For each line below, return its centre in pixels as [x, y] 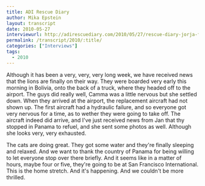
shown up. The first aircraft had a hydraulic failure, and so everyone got [96, 107]
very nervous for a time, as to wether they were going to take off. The [94, 113]
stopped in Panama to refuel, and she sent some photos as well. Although [99, 126]
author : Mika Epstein [34, 18]
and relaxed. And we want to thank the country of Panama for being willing [100, 151]
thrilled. [16, 177]
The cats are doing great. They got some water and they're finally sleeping [100, 145]
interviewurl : [24, 35]
